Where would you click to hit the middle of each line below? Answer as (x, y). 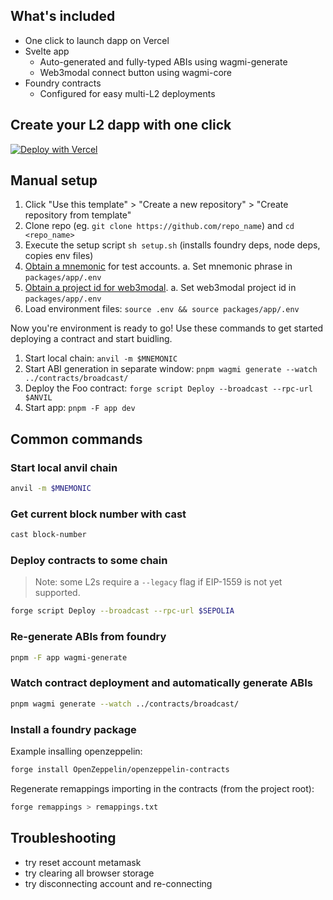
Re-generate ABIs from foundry (88, 637)
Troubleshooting (63, 838)
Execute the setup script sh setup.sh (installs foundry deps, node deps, (172, 245)
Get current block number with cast (98, 514)
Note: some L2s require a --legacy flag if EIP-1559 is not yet (158, 582)
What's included (63, 16)
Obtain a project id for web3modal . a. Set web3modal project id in (160, 288)
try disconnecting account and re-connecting (118, 883)
